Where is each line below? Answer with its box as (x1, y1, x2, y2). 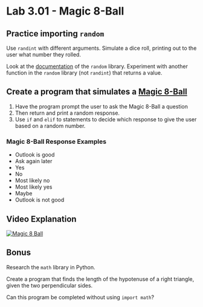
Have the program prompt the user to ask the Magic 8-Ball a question (14, 103, 188, 110)
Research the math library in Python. (6, 263, 95, 271)
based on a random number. (14, 122, 86, 129)
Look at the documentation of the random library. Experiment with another (6, 62, 188, 70)
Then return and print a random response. (14, 109, 120, 116)
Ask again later (14, 158, 53, 165)
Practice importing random (6, 29, 105, 39)
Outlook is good (14, 151, 55, 158)
